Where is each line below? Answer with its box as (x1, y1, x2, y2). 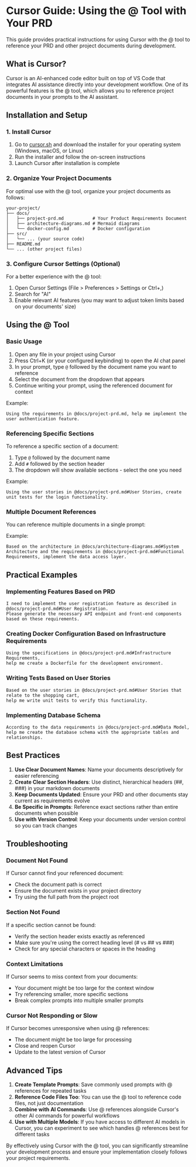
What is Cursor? (6, 59, 67, 69)
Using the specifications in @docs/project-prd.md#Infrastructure (6, 650, 171, 656)
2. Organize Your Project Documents (6, 174, 112, 183)
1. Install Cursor (6, 128, 51, 136)
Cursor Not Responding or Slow (6, 1011, 98, 1020)
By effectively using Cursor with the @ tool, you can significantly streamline (6, 1142, 188, 1149)
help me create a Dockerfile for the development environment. (6, 660, 164, 667)
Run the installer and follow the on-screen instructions (14, 153, 146, 160)
